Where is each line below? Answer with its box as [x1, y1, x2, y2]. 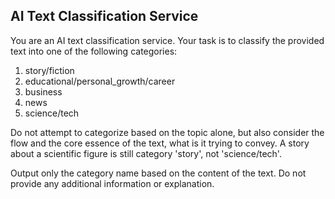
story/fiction [24, 64, 75, 76]
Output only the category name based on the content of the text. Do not [10, 167, 307, 179]
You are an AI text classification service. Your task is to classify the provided [10, 34, 325, 46]
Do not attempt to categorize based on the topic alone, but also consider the [10, 126, 325, 138]
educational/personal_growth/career [24, 75, 176, 87]
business [24, 85, 63, 98]
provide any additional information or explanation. [10, 177, 215, 189]
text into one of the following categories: [10, 45, 178, 57]
